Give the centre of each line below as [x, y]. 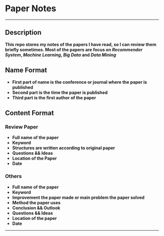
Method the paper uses [36, 202]
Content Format [30, 113]
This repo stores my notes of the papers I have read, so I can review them [81, 44]
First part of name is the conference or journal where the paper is [80, 82]
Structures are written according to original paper [64, 148]
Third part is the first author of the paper [54, 97]
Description [23, 33]
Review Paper [22, 127]
